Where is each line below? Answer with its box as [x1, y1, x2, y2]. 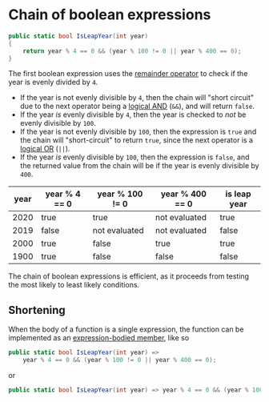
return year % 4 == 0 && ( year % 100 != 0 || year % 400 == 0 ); [22, 46, 242, 55]
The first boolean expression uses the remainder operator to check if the [8, 69, 248, 78]
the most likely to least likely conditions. [8, 280, 140, 290]
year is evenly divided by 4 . [8, 78, 98, 87]
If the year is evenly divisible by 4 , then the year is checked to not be [19, 110, 247, 119]
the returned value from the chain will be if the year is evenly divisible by [19, 161, 259, 171]
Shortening [8, 303, 66, 317]
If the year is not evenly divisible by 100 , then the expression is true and [19, 127, 257, 137]
